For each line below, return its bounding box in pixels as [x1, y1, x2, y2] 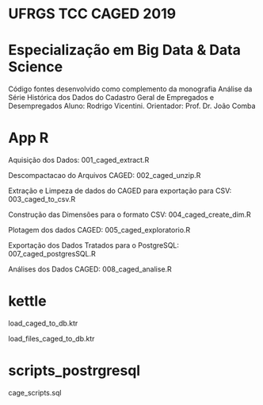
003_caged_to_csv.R [8, 195, 76, 204]
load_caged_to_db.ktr [8, 318, 78, 328]
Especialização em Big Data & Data [8, 41, 242, 60]
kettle [8, 292, 47, 310]
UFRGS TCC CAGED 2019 [8, 5, 177, 23]
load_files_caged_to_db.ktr [8, 334, 95, 343]
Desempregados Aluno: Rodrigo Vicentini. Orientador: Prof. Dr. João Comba [8, 101, 256, 111]
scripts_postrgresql [8, 362, 141, 380]
